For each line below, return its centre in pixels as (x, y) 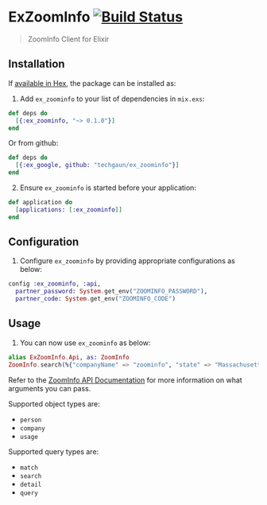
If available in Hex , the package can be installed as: (92, 83)
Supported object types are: (54, 404)
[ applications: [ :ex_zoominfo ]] (69, 210)
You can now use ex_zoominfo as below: (85, 343)
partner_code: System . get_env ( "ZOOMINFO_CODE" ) (96, 299)
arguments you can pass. (50, 388)
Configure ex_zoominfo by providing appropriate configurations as (128, 261)
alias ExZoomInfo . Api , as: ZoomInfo (69, 357)
